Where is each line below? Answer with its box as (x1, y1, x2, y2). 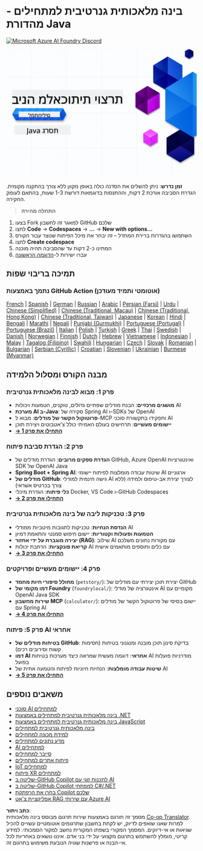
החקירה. (6, 195, 25, 202)
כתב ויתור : (6, 807, 31, 814)
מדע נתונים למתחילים (14, 737, 65, 744)
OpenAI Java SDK (14, 591, 60, 598)
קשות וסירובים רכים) (14, 646, 62, 653)
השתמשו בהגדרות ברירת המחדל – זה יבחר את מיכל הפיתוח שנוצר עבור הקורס (14, 231, 192, 239)
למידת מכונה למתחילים (14, 730, 68, 738)
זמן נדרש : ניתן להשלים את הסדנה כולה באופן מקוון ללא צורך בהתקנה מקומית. (6, 182, 182, 190)
